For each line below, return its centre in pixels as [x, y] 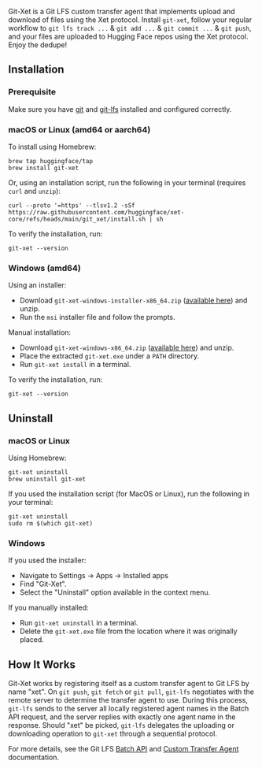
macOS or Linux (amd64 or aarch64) [79, 129]
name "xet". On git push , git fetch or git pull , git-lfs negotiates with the [131, 692]
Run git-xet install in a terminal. [75, 365]
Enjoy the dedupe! [38, 45]
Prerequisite [32, 92]
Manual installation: [40, 332]
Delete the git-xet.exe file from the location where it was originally [128, 631]
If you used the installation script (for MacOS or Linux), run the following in [129, 493]
